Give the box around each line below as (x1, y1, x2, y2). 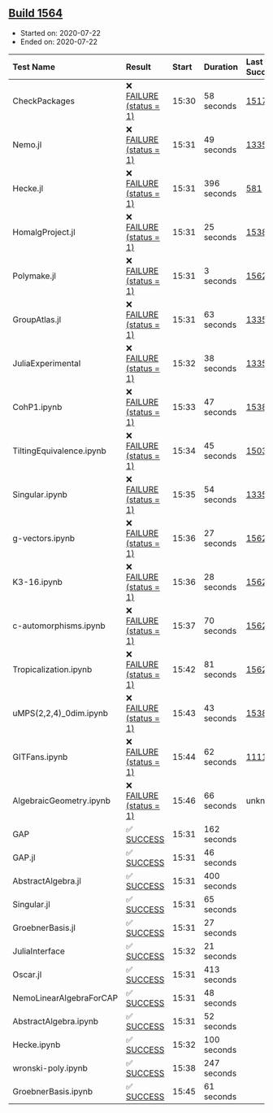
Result (125, 61, 152, 72)
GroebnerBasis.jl (12, 922, 76, 933)
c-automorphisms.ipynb (12, 620, 106, 631)
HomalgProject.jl (12, 226, 76, 238)
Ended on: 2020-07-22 (19, 37, 98, 46)
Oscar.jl (12, 968, 42, 980)
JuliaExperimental (12, 357, 81, 369)
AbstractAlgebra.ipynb (12, 1015, 99, 1027)
